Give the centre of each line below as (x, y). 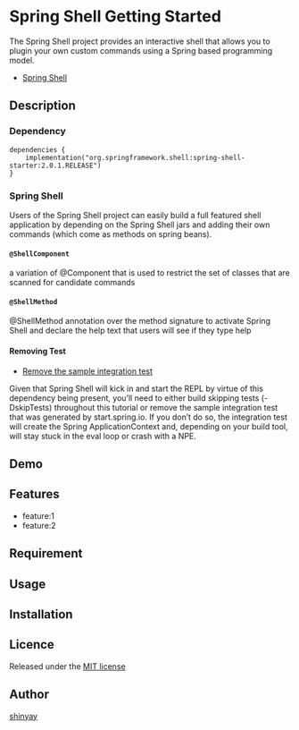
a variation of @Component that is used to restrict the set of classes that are (149, 273)
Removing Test (38, 351)
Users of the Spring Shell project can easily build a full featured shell (135, 215)
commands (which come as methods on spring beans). (111, 233)
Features (34, 494)
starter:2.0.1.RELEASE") (55, 166)
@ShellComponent (39, 254)
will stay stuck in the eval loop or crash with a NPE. (103, 436)
